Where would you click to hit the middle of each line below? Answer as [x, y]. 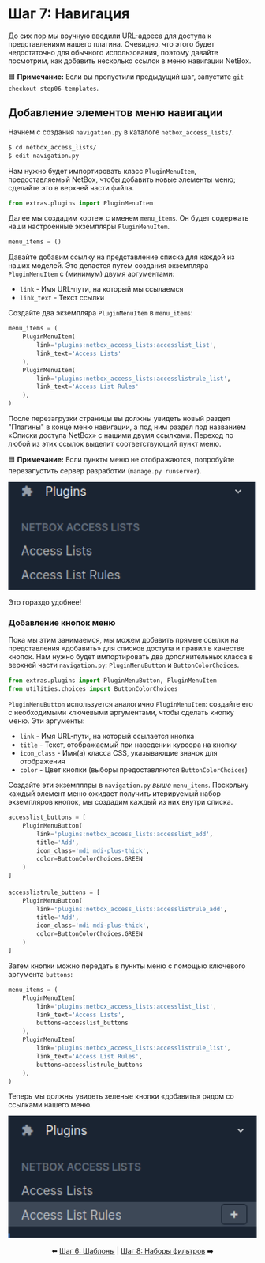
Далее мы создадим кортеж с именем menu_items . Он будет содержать [129, 218]
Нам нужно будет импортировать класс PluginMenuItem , [103, 171]
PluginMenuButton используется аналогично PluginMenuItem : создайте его [131, 704]
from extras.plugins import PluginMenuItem [81, 203]
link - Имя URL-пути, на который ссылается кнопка [107, 737]
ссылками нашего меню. [50, 1105]
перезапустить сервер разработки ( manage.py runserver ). [105, 471]
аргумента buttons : [41, 974]
